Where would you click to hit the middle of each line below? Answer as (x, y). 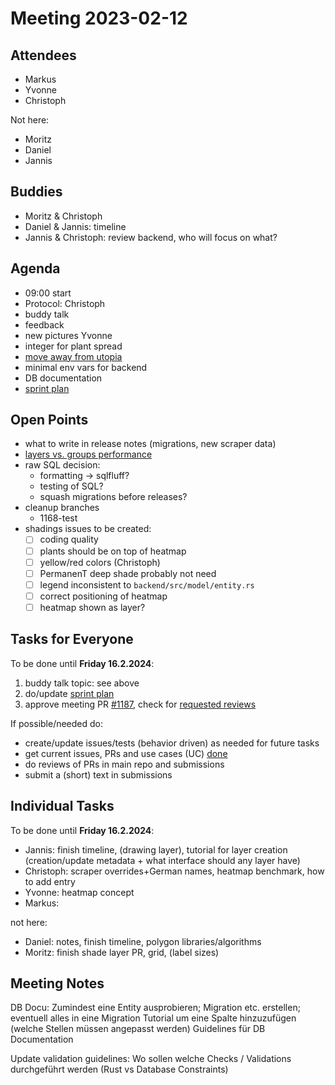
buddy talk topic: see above (82, 683)
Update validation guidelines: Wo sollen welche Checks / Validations (151, 1059)
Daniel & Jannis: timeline (75, 226)
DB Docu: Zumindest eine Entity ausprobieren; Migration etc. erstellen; (155, 1008)
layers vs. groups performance (88, 454)
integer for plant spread (73, 346)
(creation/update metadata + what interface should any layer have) (162, 860)
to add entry (50, 881)
